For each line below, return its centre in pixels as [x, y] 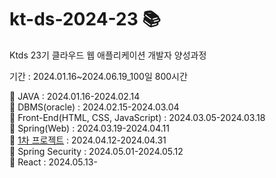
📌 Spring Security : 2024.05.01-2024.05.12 [96, 151]
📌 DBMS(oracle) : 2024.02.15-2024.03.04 [94, 107]
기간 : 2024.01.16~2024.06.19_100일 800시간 [98, 76]
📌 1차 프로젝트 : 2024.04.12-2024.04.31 [88, 140]
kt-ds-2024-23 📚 [85, 19]
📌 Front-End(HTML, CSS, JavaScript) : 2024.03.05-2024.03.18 [137, 117]
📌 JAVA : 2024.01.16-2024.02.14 [75, 96]
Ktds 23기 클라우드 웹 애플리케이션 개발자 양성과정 [108, 55]
